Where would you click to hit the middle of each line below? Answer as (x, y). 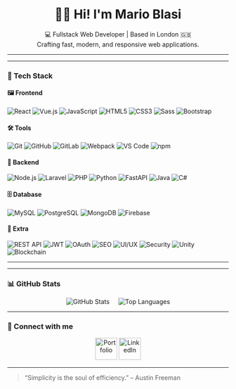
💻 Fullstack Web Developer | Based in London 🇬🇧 (118, 34)
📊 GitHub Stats (34, 283)
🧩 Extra (18, 229)
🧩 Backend (23, 162)
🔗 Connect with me (40, 326)
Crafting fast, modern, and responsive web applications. (118, 44)
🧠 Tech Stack (30, 75)
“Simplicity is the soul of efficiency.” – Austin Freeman (103, 378)
